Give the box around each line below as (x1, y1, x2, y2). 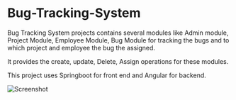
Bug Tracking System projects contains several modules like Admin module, (7, 28, 229, 37)
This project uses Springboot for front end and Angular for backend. (7, 71, 207, 79)
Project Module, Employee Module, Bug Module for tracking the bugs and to (7, 35, 230, 44)
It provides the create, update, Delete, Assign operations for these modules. (7, 57, 229, 65)
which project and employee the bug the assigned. (7, 43, 156, 52)
